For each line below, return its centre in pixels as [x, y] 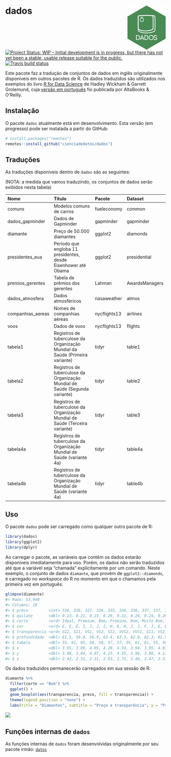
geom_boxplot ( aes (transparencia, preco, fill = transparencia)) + [82, 695]
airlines [134, 314]
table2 [133, 381]
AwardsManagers [145, 283]
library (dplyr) [21, 547]
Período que [67, 243]
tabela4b [17, 483]
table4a [135, 449]
